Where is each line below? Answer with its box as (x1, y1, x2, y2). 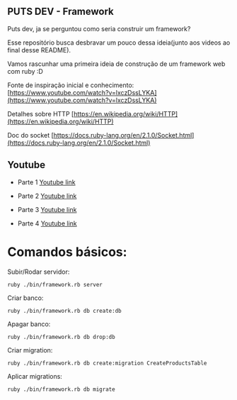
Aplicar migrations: (7, 372, 62, 380)
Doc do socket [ (7, 130, 54, 139)
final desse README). (7, 45, 71, 54)
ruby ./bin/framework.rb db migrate (7, 386, 115, 393)
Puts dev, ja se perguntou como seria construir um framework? (7, 24, 191, 33)
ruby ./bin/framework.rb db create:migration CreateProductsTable (7, 360, 207, 367)
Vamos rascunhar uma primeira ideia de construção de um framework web (7, 60, 226, 68)
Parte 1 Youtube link (17, 177, 76, 187)
